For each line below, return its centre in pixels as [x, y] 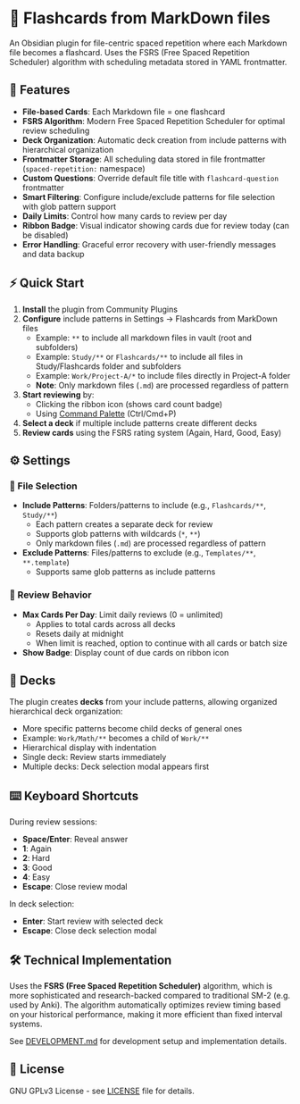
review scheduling [56, 130]
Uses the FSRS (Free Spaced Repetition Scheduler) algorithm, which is [141, 985]
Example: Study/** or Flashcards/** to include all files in [139, 356]
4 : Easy [36, 877]
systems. [26, 1024]
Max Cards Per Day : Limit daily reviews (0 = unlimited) [122, 615]
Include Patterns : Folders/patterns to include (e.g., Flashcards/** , [144, 506]
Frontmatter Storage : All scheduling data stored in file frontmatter [144, 159]
